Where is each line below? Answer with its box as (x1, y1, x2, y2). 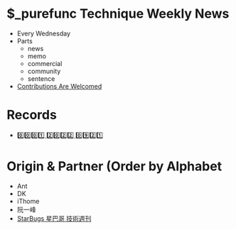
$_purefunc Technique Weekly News (6, 6, 230, 22)
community (27, 67, 61, 75)
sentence (27, 74, 55, 83)
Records (6, 107, 58, 123)
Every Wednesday (16, 29, 71, 38)
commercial (27, 59, 63, 67)
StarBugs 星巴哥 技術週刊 (16, 214, 92, 222)
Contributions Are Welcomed (16, 82, 102, 90)
